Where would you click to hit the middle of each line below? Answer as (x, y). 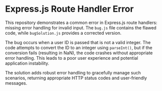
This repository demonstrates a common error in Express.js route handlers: (81, 23)
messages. (16, 83)
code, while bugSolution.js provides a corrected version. (63, 33)
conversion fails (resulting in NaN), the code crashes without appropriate (79, 53)
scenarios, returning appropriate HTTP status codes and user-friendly (76, 78)
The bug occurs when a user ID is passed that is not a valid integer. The (78, 42)
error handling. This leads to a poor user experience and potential (72, 58)
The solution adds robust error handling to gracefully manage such (73, 72)
